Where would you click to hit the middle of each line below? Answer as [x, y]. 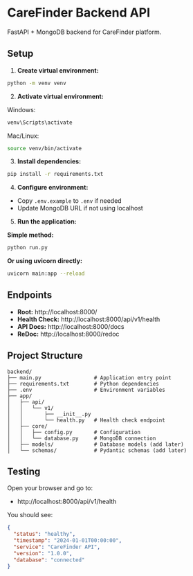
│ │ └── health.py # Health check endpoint [86, 420]
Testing [24, 472]
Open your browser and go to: [50, 488]
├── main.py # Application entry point [89, 378]
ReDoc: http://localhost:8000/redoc [68, 334]
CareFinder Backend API [79, 13]
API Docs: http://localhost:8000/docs [71, 326]
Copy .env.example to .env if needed [70, 201]
